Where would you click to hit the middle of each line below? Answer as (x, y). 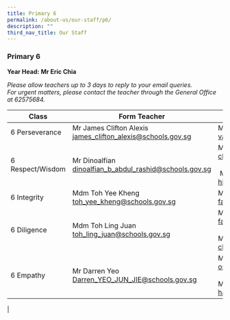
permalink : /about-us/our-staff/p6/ (59, 20)
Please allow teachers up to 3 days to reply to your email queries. (100, 85)
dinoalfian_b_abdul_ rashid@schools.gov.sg (142, 169)
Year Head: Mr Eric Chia (42, 71)
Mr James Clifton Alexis (110, 127)
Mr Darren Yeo (96, 271)
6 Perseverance (36, 132)
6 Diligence (29, 230)
